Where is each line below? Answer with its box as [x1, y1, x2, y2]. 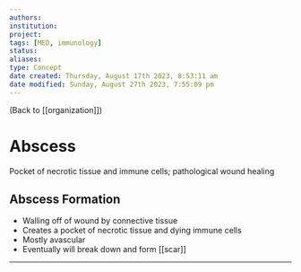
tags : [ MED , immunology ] [9, 38, 102, 48]
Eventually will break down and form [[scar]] [21, 244, 186, 255]
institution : [9, 22, 58, 31]
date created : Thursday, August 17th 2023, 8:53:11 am [9, 72, 219, 81]
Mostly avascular [21, 234, 86, 245]
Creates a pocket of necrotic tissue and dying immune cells [21, 225, 242, 236]
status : [9, 47, 39, 56]
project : [9, 30, 42, 39]
